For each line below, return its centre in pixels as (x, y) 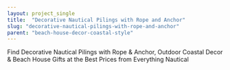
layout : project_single (41, 13)
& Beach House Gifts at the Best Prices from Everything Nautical (98, 60)
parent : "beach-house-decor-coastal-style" (70, 33)
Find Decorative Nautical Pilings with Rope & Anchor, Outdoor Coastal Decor (115, 52)
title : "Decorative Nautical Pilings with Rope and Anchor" (96, 20)
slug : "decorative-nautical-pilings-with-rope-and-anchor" (93, 26)
